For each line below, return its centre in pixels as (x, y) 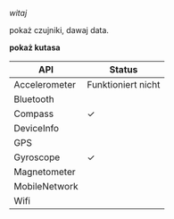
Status (124, 69)
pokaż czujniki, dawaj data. (59, 30)
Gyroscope (37, 157)
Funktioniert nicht (124, 84)
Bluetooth (34, 99)
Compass (34, 114)
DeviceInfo (37, 128)
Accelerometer (45, 84)
